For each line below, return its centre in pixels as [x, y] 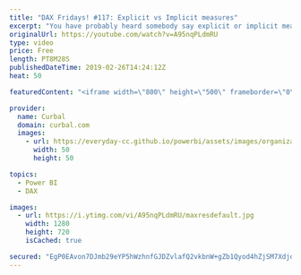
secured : [26, 256]
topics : [24, 174]
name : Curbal [42, 116]
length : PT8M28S [39, 59]
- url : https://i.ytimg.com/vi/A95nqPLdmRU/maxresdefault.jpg [136, 216]
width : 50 [51, 150]
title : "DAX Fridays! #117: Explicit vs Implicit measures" [124, 17]
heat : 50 [26, 76]
